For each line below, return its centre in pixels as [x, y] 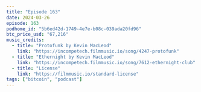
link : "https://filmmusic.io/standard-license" [78, 74]
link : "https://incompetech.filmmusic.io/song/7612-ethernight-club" [107, 62]
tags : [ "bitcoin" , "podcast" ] [44, 79]
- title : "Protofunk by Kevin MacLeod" [62, 46]
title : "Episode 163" [33, 12]
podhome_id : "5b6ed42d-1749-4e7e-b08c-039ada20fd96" [74, 29]
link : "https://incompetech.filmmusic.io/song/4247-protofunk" [98, 51]
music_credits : [25, 40]
